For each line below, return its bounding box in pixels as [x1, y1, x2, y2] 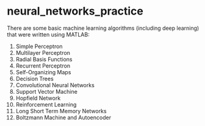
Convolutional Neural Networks [15, 81, 95, 89]
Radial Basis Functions [15, 55, 73, 63]
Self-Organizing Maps [15, 68, 71, 75]
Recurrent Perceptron [15, 62, 71, 69]
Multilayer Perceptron [15, 49, 71, 56]
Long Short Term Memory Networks [15, 107, 107, 114]
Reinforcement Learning [15, 100, 77, 108]
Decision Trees [15, 75, 54, 82]
